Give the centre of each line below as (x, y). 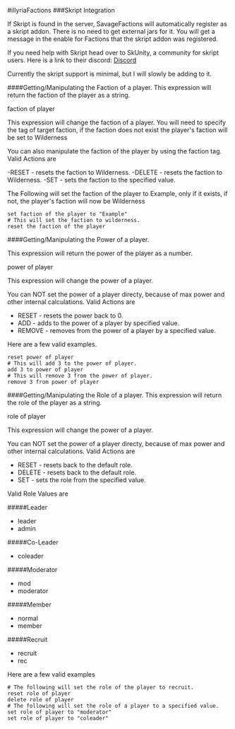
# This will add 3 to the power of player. (72, 363)
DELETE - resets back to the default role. (77, 472)
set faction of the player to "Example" (68, 214)
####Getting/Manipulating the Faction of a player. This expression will (109, 87)
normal (28, 618)
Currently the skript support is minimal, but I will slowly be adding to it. (109, 74)
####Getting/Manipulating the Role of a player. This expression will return (115, 395)
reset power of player (41, 357)
